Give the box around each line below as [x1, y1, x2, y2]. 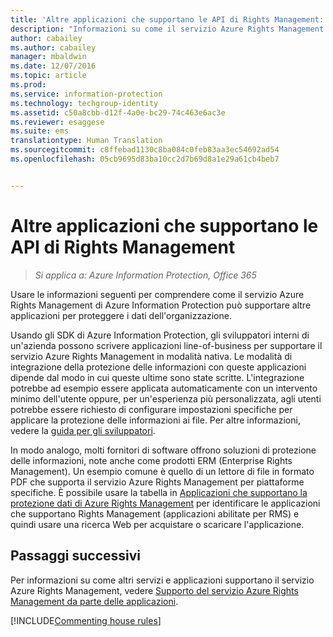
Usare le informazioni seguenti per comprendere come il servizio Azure [10, 288, 305, 300]
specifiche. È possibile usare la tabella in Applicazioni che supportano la [10, 486, 308, 498]
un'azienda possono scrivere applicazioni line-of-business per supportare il [10, 339, 323, 351]
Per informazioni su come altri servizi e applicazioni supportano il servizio [10, 574, 315, 586]
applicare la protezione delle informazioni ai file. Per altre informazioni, [10, 414, 301, 426]
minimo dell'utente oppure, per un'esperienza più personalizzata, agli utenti [10, 392, 322, 405]
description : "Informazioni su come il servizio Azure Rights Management [10, 24, 325, 34]
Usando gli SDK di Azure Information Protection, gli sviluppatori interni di [10, 329, 310, 341]
